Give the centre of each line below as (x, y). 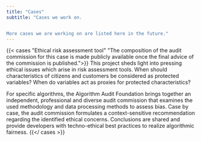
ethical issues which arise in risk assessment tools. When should (87, 70)
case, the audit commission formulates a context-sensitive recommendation (101, 113)
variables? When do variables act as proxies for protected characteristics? (99, 82)
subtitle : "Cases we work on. (44, 17)
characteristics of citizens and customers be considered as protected (93, 76)
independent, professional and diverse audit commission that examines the (100, 100)
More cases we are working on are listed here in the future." (88, 34)
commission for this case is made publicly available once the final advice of (100, 57)
